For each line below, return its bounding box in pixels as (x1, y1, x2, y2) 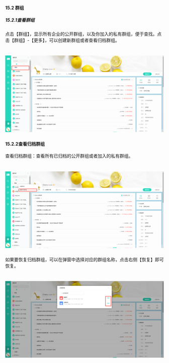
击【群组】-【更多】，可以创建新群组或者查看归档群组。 (5, 37, 120, 43)
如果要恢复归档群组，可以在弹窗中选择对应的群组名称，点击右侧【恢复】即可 (5, 256, 164, 262)
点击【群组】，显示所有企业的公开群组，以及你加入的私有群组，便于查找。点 (5, 31, 162, 37)
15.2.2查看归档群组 (5, 141, 45, 147)
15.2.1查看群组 (5, 17, 35, 23)
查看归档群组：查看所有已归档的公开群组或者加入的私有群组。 (5, 153, 133, 159)
